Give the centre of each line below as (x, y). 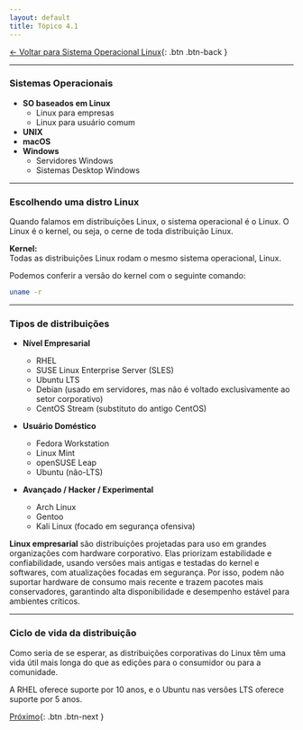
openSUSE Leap (66, 463)
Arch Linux (56, 507)
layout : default (40, 18)
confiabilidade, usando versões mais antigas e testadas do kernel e (134, 563)
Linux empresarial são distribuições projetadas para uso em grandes (138, 544)
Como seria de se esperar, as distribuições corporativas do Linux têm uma (147, 652)
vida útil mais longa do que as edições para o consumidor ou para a (135, 662)
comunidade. (34, 671)
